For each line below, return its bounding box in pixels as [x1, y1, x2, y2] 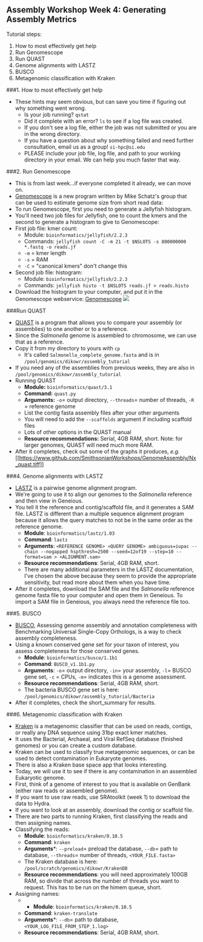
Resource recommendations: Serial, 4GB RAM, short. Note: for [24, 435, 183, 442]
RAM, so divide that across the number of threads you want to [24, 877, 180, 884]
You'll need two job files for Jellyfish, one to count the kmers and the [15, 212, 187, 219]
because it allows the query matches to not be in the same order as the [15, 516, 193, 524]
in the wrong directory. [24, 130, 81, 137]
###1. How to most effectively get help [6, 86, 103, 93]
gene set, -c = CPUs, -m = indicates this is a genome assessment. [24, 673, 187, 680]
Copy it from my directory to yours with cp [15, 344, 121, 351]
